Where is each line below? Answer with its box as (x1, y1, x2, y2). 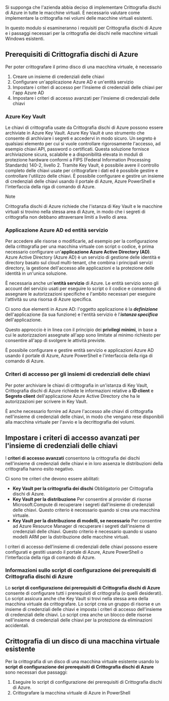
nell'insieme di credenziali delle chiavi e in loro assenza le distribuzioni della (5, 460, 163, 466)
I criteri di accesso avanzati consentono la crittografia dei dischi (5, 455, 140, 461)
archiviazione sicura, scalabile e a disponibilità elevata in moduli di (5, 151, 143, 157)
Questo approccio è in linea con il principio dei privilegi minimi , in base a (5, 326, 157, 333)
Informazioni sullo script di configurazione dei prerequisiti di (5, 567, 156, 574)
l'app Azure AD (12, 90, 44, 96)
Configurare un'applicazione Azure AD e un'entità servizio (12, 78, 134, 85)
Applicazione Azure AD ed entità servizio (5, 227, 108, 234)
